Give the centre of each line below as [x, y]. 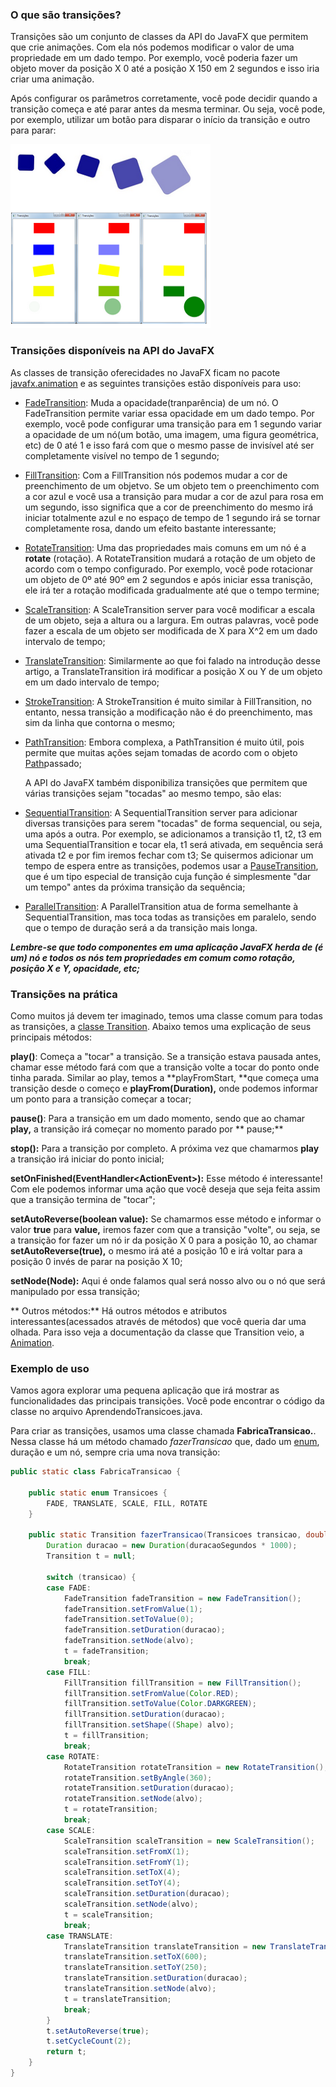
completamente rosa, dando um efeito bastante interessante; [150, 528]
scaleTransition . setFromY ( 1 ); [126, 1862]
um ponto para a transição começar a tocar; [101, 1099]
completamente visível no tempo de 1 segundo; [122, 455]
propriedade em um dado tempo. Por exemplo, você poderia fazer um [154, 58]
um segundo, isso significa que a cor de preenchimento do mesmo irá [169, 507]
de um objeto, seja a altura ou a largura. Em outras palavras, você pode [171, 620]
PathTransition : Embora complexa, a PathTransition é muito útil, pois [164, 742]
